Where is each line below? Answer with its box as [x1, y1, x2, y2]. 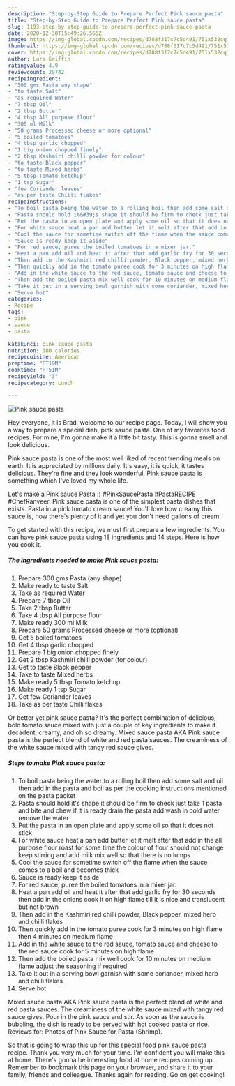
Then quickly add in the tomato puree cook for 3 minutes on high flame [17, 925, 222, 933]
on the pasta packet [17, 791, 76, 799]
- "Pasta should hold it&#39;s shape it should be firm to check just [8, 211, 218, 218]
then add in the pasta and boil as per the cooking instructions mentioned [17, 784, 227, 792]
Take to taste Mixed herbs [17, 670, 93, 679]
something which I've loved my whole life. [8, 476, 128, 485]
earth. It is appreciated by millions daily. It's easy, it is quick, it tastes [8, 461, 204, 469]
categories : [8, 296, 43, 303]
